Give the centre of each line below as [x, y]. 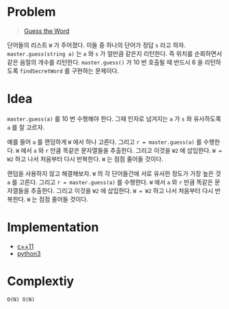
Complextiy [41, 281]
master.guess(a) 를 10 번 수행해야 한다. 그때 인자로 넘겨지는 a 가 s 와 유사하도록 [114, 119]
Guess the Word [46, 31]
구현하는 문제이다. [95, 71]
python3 [29, 254]
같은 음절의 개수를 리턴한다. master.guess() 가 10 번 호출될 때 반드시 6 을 [105, 62]
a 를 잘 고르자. [26, 127]
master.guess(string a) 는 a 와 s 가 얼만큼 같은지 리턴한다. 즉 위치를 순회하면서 [114, 53]
